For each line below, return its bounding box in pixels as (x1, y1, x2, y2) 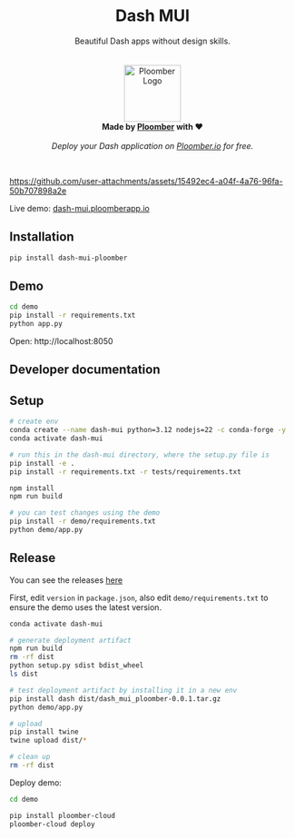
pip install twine (9, 727, 79, 736)
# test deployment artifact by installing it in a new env (9, 685, 238, 695)
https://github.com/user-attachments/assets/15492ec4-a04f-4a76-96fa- (9, 175, 283, 186)
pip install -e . (9, 458, 75, 468)
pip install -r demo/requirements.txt (9, 517, 156, 527)
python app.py (9, 320, 64, 329)
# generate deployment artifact (9, 636, 132, 645)
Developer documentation (9, 362, 161, 378)
